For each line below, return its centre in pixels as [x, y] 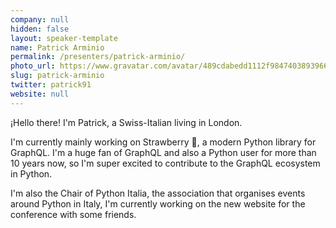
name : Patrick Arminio [57, 47]
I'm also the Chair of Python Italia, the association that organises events [158, 193]
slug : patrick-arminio [57, 76]
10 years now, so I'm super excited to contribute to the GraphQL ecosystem [165, 163]
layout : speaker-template [64, 38]
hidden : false [40, 29]
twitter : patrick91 [51, 85]
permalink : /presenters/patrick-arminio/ [98, 57]
